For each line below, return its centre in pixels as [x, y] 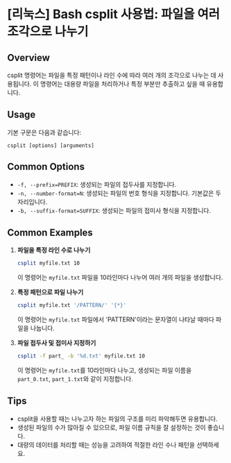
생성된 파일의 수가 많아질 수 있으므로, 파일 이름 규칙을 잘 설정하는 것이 [111, 427]
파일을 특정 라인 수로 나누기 [54, 250]
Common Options [46, 167]
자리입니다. [32, 201]
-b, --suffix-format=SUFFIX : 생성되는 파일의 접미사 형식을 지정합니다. [114, 210]
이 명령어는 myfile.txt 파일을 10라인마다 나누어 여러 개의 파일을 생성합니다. [120, 278]
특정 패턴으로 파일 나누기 [50, 292]
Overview [29, 57]
